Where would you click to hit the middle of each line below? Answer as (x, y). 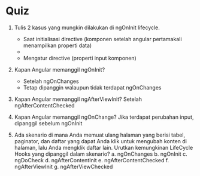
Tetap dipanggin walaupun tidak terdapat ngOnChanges (93, 87)
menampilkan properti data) (57, 45)
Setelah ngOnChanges (51, 81)
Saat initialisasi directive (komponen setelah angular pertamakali (102, 39)
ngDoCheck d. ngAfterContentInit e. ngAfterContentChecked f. (92, 160)
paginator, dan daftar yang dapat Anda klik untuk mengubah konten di (100, 141)
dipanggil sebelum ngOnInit (48, 123)
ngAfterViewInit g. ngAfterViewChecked (63, 166)
